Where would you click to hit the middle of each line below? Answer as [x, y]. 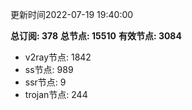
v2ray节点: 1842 [58, 57]
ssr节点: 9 [45, 82]
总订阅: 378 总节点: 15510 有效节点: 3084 [96, 36]
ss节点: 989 [49, 69]
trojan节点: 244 [56, 94]
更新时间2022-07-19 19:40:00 [72, 14]
